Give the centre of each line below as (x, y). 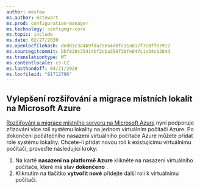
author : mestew (26, 12)
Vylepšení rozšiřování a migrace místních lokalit (99, 99)
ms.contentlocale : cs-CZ (38, 63)
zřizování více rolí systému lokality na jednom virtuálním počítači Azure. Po (100, 129)
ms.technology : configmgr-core (46, 29)
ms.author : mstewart (33, 18)
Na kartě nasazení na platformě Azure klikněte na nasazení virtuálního (104, 160)
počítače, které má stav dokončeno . (62, 167)
